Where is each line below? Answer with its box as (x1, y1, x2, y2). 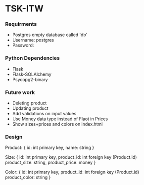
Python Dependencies (5, 55, 60, 62)
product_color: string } (5, 174, 51, 181)
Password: (12, 43, 34, 48)
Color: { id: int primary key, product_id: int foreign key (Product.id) (5, 169, 140, 175)
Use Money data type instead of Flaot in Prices (12, 116, 108, 122)
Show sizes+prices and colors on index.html (12, 121, 103, 127)
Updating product (12, 105, 48, 111)
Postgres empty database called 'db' (12, 32, 88, 38)
